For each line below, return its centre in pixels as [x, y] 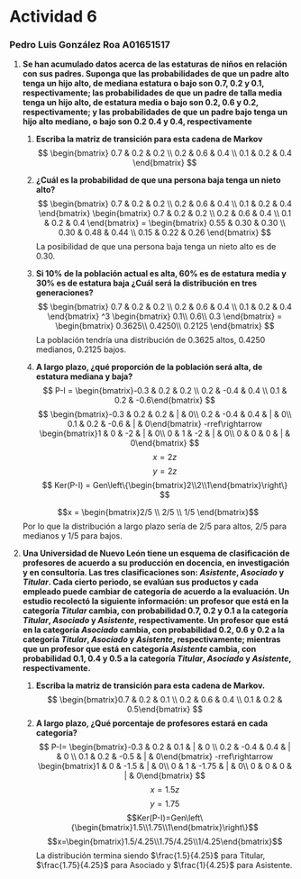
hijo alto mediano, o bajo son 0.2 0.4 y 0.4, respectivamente [137, 122]
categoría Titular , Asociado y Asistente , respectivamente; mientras [151, 639]
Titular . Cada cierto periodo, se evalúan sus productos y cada [140, 582]
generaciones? [64, 293]
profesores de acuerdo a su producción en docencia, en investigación [156, 563]
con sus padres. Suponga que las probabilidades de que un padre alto [156, 74]
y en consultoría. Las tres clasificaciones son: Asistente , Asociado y [153, 573]
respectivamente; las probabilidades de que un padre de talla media [152, 93]
